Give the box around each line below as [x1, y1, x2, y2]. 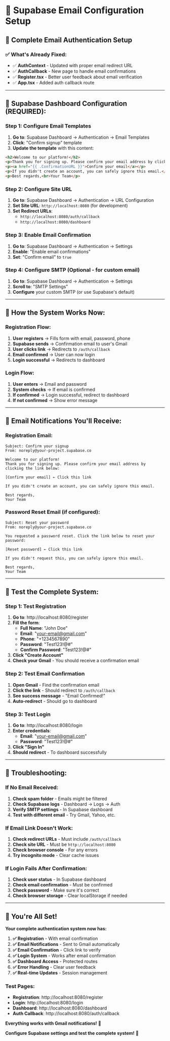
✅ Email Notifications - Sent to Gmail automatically [12, 941, 120, 947]
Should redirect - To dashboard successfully [12, 749, 107, 755]
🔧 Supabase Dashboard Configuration [5, 99, 127, 108]
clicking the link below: [5, 466, 60, 471]
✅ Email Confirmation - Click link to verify [12, 947, 101, 953]
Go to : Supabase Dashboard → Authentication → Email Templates [12, 134, 150, 140]
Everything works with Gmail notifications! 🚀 [5, 1020, 101, 1026]
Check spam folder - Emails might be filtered [12, 795, 107, 802]
